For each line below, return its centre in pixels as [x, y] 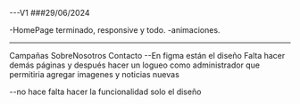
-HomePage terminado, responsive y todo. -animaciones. [115, 30]
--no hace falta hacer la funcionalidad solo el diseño [105, 92]
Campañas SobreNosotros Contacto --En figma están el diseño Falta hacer [147, 56]
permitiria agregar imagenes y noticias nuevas [95, 74]
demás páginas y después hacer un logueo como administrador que [135, 65]
